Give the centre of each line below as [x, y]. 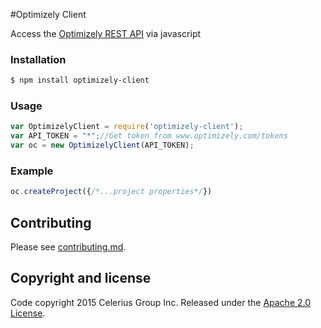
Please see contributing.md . [68, 247]
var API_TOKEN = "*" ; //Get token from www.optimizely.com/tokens [149, 136]
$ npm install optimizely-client [80, 80]
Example [32, 171]
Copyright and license [81, 278]
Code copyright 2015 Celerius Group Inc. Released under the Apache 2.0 [161, 302]
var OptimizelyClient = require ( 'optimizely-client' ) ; [127, 127]
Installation [38, 59]
